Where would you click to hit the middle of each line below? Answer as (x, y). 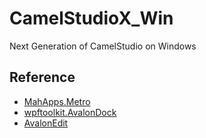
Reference (42, 77)
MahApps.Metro (57, 101)
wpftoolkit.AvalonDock (70, 112)
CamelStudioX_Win (91, 18)
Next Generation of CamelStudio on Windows (103, 46)
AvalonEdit (46, 123)
